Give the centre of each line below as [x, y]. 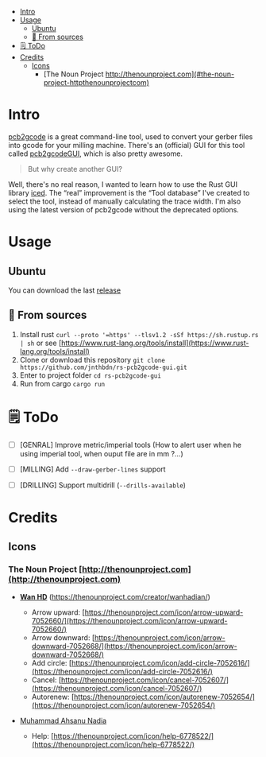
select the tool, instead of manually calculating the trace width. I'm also [125, 201]
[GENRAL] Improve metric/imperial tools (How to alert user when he [131, 444]
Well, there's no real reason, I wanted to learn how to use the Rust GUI [123, 184]
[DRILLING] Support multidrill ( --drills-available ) [103, 485]
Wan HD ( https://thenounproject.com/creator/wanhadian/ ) [115, 596]
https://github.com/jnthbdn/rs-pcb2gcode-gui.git [104, 367]
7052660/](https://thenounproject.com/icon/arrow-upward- [129, 620]
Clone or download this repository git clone [92, 359]
